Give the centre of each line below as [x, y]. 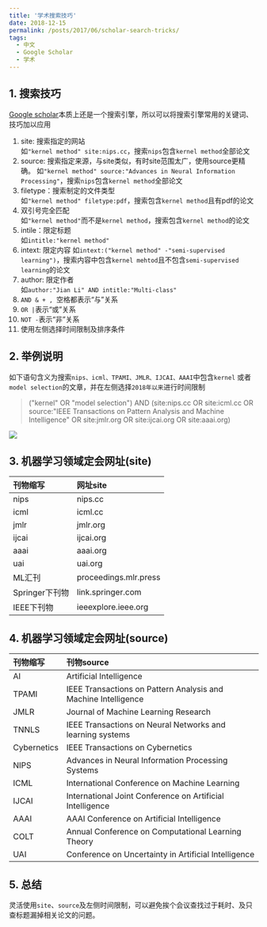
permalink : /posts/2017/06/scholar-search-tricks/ [94, 30]
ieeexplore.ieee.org [113, 607]
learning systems [98, 735]
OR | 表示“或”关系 [48, 309]
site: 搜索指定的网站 [53, 141]
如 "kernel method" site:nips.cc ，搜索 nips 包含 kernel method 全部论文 [135, 150]
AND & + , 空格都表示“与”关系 [69, 299]
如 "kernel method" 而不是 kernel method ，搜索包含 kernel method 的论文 [135, 220]
